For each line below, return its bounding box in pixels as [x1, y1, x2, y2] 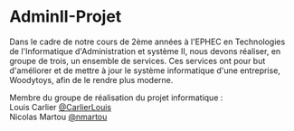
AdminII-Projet [9, 6, 122, 27]
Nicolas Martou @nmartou [9, 111, 108, 122]
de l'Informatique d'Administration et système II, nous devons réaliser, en [9, 45, 281, 56]
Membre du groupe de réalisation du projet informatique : [9, 92, 223, 103]
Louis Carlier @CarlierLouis [9, 101, 111, 112]
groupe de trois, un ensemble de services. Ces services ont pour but [9, 55, 266, 66]
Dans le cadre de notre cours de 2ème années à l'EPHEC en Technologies [9, 36, 286, 47]
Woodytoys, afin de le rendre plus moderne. [9, 74, 174, 85]
